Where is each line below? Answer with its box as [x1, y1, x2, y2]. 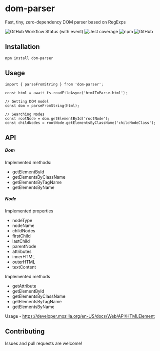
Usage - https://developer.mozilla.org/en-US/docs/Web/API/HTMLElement [5, 313, 155, 319]
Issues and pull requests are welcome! [5, 340, 82, 346]
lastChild [12, 238, 30, 244]
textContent [12, 264, 36, 270]
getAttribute [12, 283, 37, 289]
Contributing [5, 328, 45, 336]
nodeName [12, 223, 35, 228]
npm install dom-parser [5, 56, 54, 61]
